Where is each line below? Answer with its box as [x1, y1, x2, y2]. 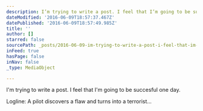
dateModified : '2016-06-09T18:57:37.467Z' [6, 14, 115, 20]
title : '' [6, 25, 31, 32]
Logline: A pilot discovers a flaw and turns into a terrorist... [6, 98, 152, 105]
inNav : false [6, 59, 39, 65]
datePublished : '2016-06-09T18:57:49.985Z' [6, 20, 118, 26]
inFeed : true [6, 48, 39, 54]
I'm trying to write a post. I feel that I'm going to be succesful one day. [6, 86, 181, 94]
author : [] [6, 31, 34, 37]
